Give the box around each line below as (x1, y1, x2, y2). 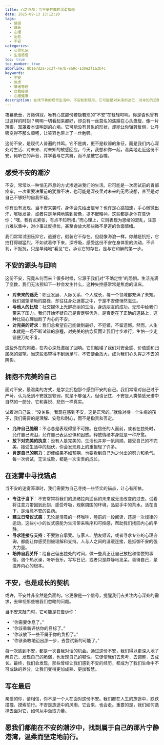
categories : (5, 43, 29, 48)
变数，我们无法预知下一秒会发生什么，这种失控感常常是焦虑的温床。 (9, 281, 146, 287)
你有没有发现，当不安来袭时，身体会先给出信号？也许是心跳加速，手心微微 (5, 204, 155, 210)
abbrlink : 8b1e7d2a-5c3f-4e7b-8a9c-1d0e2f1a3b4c (5, 66, 106, 71)
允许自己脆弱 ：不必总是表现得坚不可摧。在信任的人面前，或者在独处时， (12, 425, 158, 431)
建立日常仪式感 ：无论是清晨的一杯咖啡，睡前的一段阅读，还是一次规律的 (12, 514, 158, 520)
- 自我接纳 (9, 89, 29, 94)
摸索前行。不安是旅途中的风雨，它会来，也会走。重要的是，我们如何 (18, 702, 155, 707)
